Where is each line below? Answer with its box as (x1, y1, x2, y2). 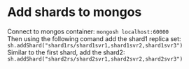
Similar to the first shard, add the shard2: (7, 48, 125, 56)
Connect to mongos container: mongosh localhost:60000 (7, 27, 169, 36)
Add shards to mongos (7, 4, 142, 20)
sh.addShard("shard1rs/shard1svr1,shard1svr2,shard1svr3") (7, 42, 183, 49)
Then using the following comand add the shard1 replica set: (7, 34, 181, 43)
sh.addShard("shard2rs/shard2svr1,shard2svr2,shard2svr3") (7, 55, 183, 63)
